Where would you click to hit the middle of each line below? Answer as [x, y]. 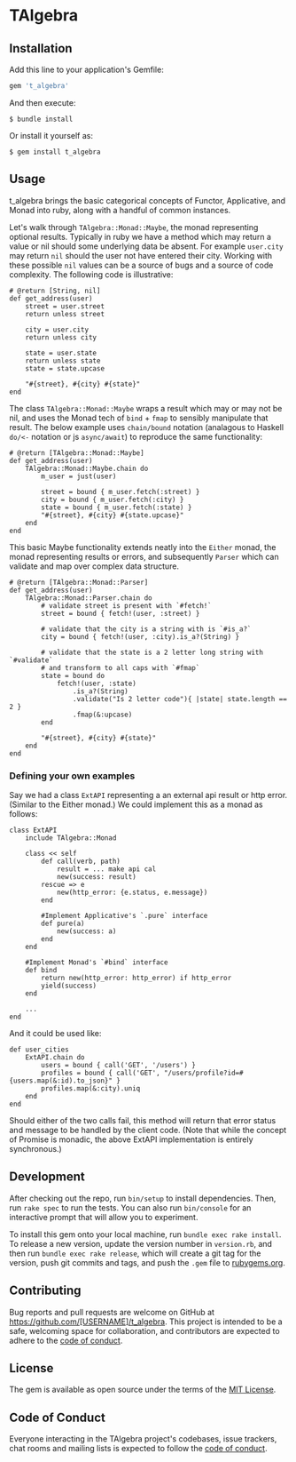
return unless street [65, 314]
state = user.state [61, 353]
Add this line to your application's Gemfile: [86, 69]
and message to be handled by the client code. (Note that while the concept [148, 1130]
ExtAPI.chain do [55, 1057]
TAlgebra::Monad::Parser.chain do [89, 598]
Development [47, 1177]
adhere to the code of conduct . [66, 1340]
